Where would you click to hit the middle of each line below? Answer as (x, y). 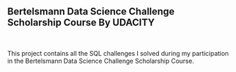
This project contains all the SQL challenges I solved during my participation (118, 53)
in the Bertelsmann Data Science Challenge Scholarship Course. (101, 61)
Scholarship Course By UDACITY (81, 23)
